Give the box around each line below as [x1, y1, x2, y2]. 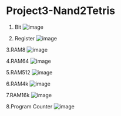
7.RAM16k [6, 91, 30, 98]
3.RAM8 [6, 46, 26, 53]
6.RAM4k [6, 80, 29, 87]
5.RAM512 [6, 69, 31, 76]
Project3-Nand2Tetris [6, 4, 116, 18]
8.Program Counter [6, 103, 53, 110]
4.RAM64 [6, 57, 29, 64]
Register [14, 35, 35, 42]
